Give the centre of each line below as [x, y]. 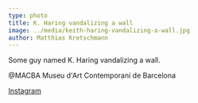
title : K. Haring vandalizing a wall [71, 23]
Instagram [25, 91]
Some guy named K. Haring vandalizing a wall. [84, 60]
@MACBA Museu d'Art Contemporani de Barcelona [92, 75]
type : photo [28, 15]
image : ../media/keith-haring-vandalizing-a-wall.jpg [99, 30]
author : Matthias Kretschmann [58, 38]
